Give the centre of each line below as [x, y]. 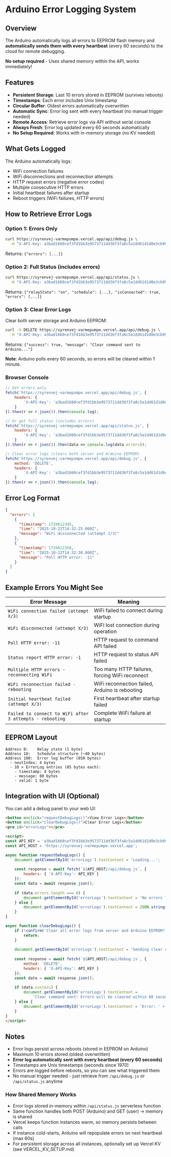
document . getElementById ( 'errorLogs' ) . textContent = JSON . [88, 907]
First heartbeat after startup [127, 698]
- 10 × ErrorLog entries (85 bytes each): [55, 767]
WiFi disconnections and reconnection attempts [63, 176]
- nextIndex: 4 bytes [33, 763]
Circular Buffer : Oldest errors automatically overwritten [71, 106]
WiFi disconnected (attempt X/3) [48, 628]
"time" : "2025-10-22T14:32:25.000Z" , [59, 529]
